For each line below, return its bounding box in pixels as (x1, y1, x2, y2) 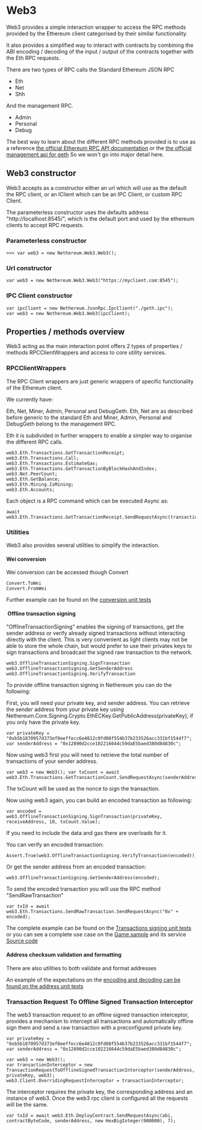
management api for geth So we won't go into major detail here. (6, 151, 164, 158)
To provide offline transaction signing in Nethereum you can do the (6, 682, 173, 689)
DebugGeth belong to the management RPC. (6, 420, 117, 427)
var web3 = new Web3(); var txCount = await (6, 769, 120, 775)
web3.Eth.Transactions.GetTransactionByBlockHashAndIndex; (6, 465, 158, 472)
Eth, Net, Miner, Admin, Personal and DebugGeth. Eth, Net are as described (6, 407, 193, 415)
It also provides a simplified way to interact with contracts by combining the (6, 41, 194, 49)
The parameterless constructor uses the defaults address (6, 209, 149, 216)
